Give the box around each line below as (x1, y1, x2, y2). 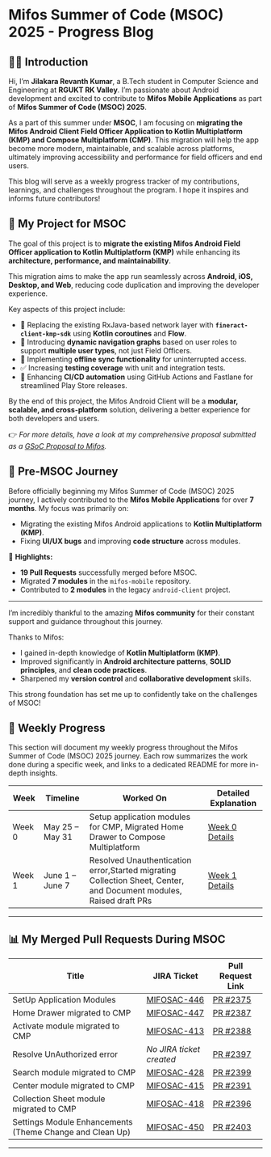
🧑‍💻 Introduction (8, 55, 89, 69)
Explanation (209, 798, 256, 809)
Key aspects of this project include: (8, 304, 126, 314)
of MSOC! (8, 698, 42, 707)
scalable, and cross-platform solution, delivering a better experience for (8, 404, 251, 414)
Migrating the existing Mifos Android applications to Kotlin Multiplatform (19, 519, 262, 529)
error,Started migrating (89, 865, 177, 876)
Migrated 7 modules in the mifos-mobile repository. (19, 576, 191, 585)
